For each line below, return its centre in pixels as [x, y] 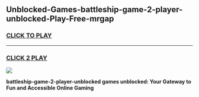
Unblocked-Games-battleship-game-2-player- [94, 10]
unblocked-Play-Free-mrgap [60, 19]
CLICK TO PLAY [29, 36]
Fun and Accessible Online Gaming [50, 88]
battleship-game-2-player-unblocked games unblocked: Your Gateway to [99, 81]
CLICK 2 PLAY [27, 58]
